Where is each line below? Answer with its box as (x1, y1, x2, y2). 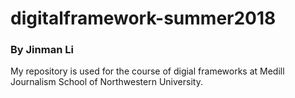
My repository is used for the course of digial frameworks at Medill (10, 65, 285, 77)
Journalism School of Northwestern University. (10, 76, 203, 88)
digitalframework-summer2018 (10, 7, 277, 30)
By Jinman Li (10, 43, 74, 57)
